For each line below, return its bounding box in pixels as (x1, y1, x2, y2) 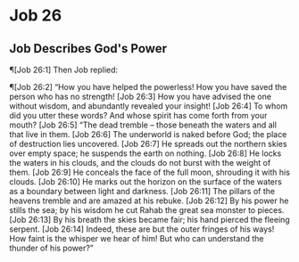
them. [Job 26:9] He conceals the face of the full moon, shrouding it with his (9, 167, 290, 177)
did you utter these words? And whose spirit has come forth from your (9, 111, 268, 120)
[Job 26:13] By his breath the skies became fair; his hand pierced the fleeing (9, 215, 290, 225)
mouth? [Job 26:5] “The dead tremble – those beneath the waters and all (9, 119, 277, 130)
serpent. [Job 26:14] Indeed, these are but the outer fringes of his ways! (9, 224, 275, 234)
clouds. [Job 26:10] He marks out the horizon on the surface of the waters (9, 176, 283, 187)
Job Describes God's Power (9, 41, 168, 56)
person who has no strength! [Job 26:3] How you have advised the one (9, 91, 272, 102)
